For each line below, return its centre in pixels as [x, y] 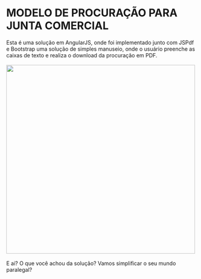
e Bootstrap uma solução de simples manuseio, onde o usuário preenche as [101, 49]
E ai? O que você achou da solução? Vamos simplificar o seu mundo [91, 263]
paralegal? [19, 269]
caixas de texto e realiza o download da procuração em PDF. [82, 55]
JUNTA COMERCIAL [58, 26]
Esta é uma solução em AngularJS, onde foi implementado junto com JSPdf [100, 42]
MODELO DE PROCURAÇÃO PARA [92, 13]
